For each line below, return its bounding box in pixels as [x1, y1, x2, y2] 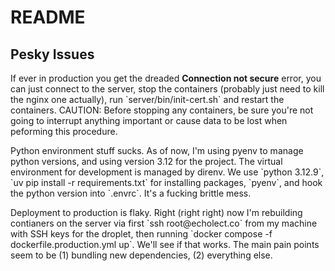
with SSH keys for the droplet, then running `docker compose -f [10, 228, 273, 240]
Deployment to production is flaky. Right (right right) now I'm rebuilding [10, 207, 303, 218]
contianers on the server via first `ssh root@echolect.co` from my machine [10, 217, 318, 229]
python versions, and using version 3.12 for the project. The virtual [10, 156, 283, 167]
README [10, 6, 86, 29]
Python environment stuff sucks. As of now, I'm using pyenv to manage [10, 145, 304, 156]
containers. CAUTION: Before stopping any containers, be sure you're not [10, 104, 314, 116]
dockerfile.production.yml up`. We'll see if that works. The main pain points [10, 239, 320, 250]
